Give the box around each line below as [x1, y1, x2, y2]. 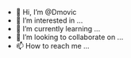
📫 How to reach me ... [15, 42, 90, 50]
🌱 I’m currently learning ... [15, 24, 101, 33]
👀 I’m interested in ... [15, 16, 83, 25]
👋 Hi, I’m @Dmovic [15, 8, 77, 16]
